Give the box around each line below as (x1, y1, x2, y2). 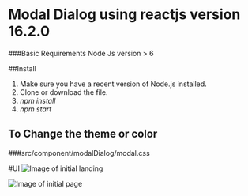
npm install (19, 96, 56, 105)
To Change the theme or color (8, 127, 158, 141)
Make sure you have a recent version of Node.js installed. (19, 79, 207, 89)
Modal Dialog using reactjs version (8, 6, 241, 24)
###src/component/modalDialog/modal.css (8, 148, 150, 157)
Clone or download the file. (19, 87, 108, 96)
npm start (19, 104, 52, 114)
